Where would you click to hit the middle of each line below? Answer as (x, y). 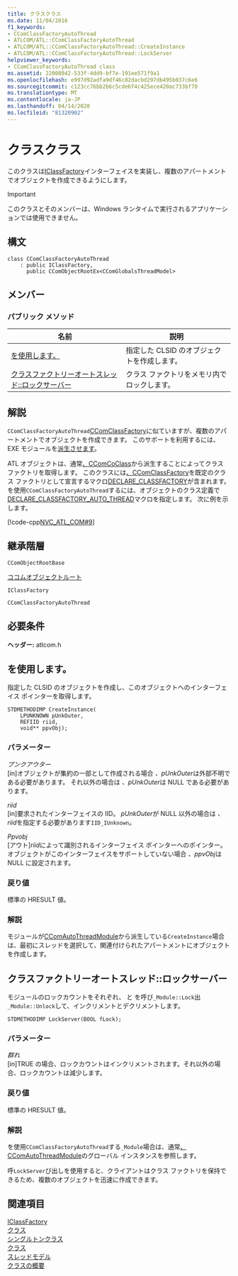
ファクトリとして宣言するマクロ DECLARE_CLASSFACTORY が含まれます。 (123, 481)
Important (22, 194)
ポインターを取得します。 (58, 696)
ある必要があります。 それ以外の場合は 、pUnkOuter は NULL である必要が (115, 782)
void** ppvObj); (44, 728)
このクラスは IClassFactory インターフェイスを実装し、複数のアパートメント (117, 171)
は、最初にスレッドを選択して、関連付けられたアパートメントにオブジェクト (119, 945)
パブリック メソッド (41, 316)
